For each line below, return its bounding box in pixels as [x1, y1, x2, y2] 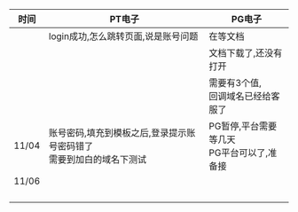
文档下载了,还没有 [208, 47, 283, 59]
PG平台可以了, [208, 146, 269, 159]
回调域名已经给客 [208, 90, 281, 102]
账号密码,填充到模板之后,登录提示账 [48, 127, 196, 138]
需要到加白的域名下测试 [48, 153, 147, 165]
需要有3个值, [208, 77, 262, 89]
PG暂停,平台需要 [208, 120, 278, 132]
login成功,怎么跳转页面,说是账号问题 [48, 30, 199, 43]
